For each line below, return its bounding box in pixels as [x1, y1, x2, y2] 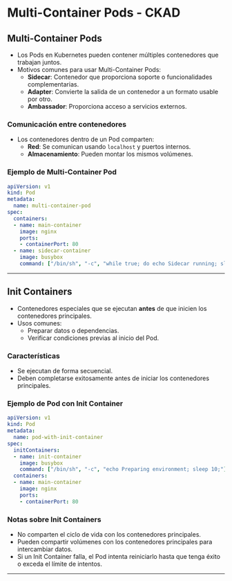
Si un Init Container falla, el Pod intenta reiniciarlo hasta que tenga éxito [17, 552, 221, 560]
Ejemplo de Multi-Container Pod [7, 168, 117, 177]
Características [7, 351, 60, 361]
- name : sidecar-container [13, 247, 91, 254]
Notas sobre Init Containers [7, 515, 101, 524]
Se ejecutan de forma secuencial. [17, 367, 113, 375]
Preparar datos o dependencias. [27, 326, 119, 334]
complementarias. [27, 80, 79, 88]
